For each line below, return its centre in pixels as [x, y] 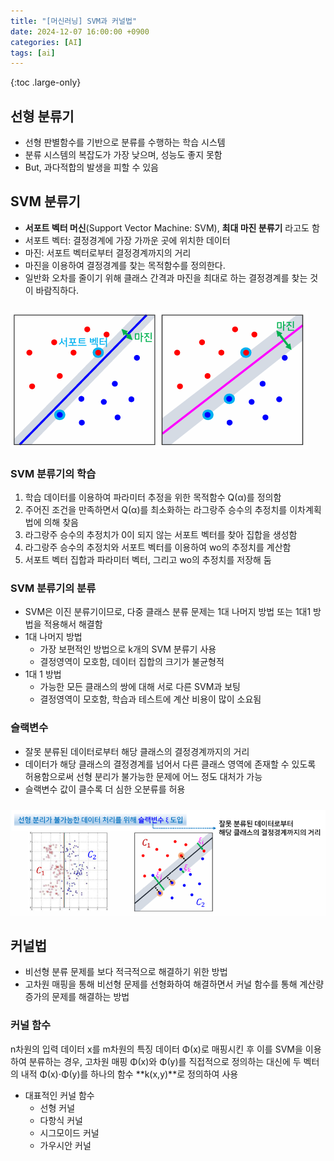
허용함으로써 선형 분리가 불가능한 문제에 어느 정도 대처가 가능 [143, 776]
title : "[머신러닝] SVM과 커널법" [74, 21]
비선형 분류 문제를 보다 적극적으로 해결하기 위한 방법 [126, 972]
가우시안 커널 [65, 1145]
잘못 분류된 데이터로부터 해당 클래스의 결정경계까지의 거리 [137, 751]
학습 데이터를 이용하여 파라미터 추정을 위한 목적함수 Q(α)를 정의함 [153, 497]
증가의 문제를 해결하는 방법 [77, 997]
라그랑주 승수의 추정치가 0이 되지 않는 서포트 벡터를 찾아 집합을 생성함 [161, 535]
